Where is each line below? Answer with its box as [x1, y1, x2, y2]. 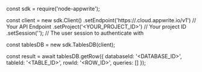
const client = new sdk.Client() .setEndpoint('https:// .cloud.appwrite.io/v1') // [6, 17, 197, 23]
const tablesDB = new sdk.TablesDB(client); [6, 41, 116, 48]
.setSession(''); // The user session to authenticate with [6, 29, 144, 37]
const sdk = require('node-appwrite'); [6, 5, 101, 12]
